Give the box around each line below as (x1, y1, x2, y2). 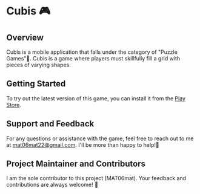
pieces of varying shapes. (6, 61, 72, 68)
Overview (6, 32, 44, 42)
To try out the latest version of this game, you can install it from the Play (6, 94, 186, 102)
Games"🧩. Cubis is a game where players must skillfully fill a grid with (6, 55, 181, 62)
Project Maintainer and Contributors (6, 159, 146, 169)
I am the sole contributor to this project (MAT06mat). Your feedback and (6, 175, 187, 182)
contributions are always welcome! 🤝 (6, 181, 99, 189)
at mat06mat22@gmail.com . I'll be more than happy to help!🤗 (6, 141, 159, 148)
